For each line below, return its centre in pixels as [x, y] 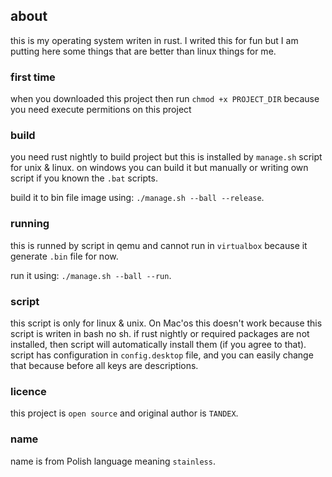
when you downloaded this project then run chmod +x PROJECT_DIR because [165, 99]
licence [28, 391]
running [30, 224]
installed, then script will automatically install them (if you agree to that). [158, 344]
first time [33, 77]
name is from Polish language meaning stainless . [113, 461]
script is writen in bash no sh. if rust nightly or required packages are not [160, 333]
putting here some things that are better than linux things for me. [143, 51]
